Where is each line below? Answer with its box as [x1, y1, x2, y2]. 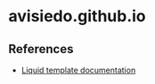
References [8, 42, 74, 57]
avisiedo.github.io [8, 6, 146, 27]
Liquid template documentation [20, 65, 136, 75]
